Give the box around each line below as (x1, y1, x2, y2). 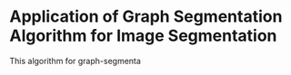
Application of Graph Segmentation (9, 6, 283, 27)
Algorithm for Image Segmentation (9, 25, 277, 46)
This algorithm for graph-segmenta (9, 55, 141, 66)
